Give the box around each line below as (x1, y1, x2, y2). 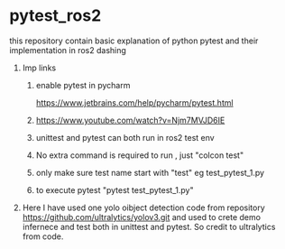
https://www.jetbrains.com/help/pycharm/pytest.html (35, 97, 234, 108)
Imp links (22, 62, 57, 73)
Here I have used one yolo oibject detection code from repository (22, 202, 266, 213)
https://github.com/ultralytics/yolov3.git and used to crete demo (22, 211, 262, 222)
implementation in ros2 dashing (9, 44, 126, 55)
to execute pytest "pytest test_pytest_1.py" (35, 184, 194, 195)
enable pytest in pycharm (35, 79, 131, 90)
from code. (22, 231, 64, 242)
